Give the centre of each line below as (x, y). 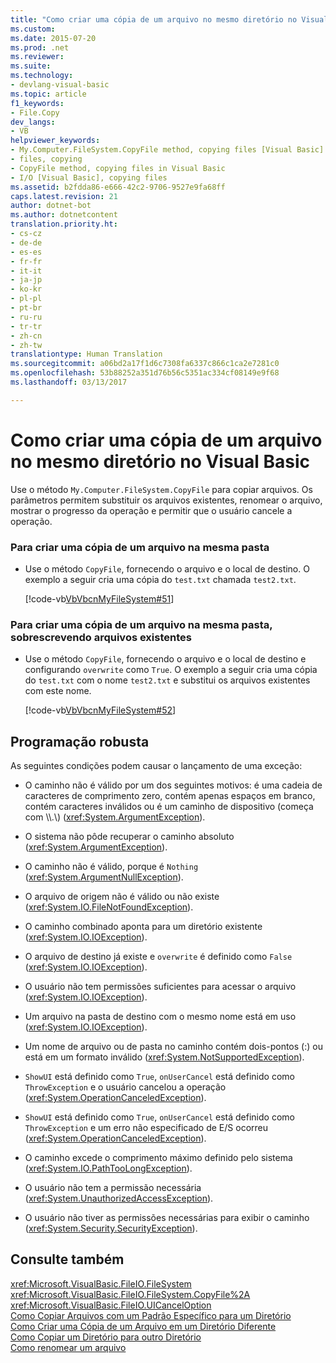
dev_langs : (33, 122)
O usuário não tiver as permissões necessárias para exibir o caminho (167, 1218)
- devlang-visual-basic (60, 85)
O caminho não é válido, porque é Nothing (111, 867)
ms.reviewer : (37, 57)
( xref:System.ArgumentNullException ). (104, 877)
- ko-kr (26, 289)
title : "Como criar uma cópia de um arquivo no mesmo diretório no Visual (169, 19)
